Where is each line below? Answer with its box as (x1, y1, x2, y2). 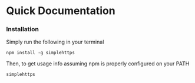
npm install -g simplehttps (6, 50, 75, 56)
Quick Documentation (6, 4, 116, 18)
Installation (6, 25, 39, 34)
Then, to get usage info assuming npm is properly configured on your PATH (6, 60, 190, 67)
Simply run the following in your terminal (6, 38, 104, 45)
